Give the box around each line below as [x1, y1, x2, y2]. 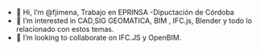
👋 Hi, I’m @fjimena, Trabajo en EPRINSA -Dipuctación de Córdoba [15, 8, 235, 17]
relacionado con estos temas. [15, 25, 114, 33]
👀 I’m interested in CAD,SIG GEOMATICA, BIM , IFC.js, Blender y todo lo [15, 16, 252, 25]
